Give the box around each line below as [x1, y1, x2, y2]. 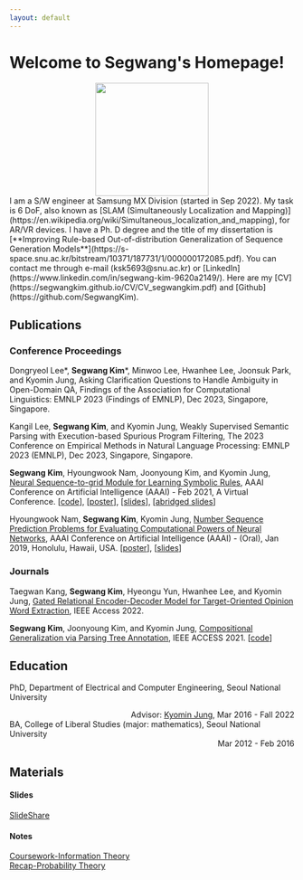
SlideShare [9, 809, 50, 820]
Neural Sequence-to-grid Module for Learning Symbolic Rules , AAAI [9, 477, 264, 488]
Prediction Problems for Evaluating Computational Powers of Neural [9, 524, 262, 535]
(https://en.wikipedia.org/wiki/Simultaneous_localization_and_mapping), [9, 214, 278, 225]
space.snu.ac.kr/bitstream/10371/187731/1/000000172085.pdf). [9, 252, 244, 263]
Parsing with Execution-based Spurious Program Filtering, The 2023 [9, 431, 264, 441]
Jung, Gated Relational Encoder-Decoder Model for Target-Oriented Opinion [9, 595, 294, 606]
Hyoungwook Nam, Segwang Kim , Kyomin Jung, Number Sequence [9, 514, 264, 525]
